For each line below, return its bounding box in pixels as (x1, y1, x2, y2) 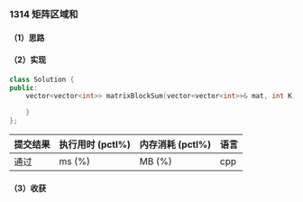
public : (9, 83, 39, 92)
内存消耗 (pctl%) (139, 138, 212, 151)
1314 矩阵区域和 (9, 7, 78, 20)
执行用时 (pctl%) (59, 138, 131, 151)
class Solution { (9, 75, 75, 84)
